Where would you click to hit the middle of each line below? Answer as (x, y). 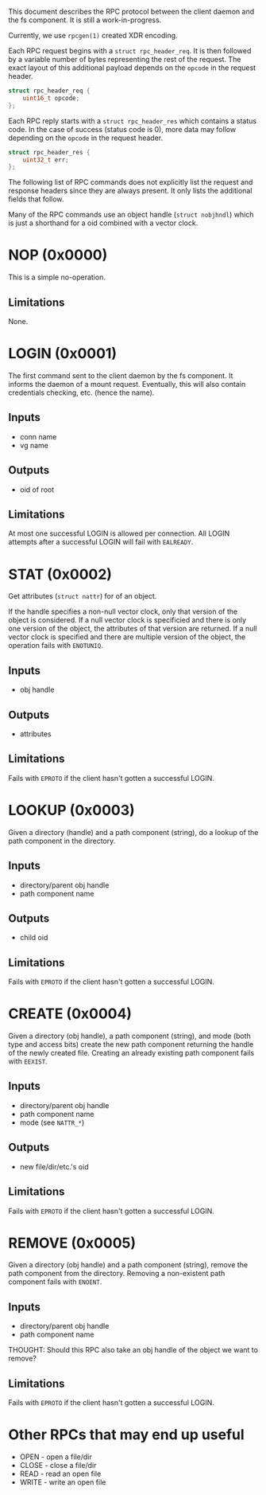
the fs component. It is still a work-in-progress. (85, 20)
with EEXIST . (28, 1061)
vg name (34, 445)
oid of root (37, 490)
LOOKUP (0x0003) (71, 810)
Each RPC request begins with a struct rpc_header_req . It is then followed (130, 51)
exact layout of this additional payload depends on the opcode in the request (132, 68)
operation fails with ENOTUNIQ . (56, 646)
